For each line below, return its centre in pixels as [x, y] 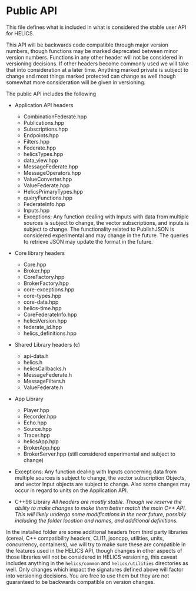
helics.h [33, 362]
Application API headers [44, 105]
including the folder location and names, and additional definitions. [96, 520]
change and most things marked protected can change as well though [91, 76]
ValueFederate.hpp [46, 185]
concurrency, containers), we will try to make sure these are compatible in [96, 544]
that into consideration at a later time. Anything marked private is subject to [97, 69]
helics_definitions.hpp [50, 333]
